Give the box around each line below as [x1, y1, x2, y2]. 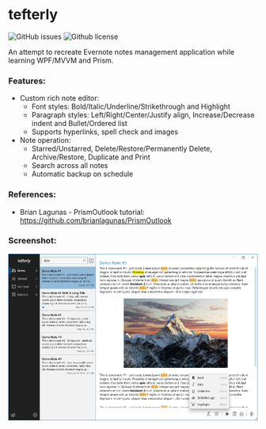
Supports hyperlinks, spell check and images [31, 127, 179, 136]
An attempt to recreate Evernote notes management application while [8, 47, 235, 56]
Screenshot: [8, 236, 57, 247]
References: [8, 189, 57, 200]
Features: [8, 75, 46, 86]
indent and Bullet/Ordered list [31, 119, 128, 128]
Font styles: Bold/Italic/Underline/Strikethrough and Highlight [31, 102, 231, 112]
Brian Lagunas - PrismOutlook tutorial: [19, 207, 145, 216]
